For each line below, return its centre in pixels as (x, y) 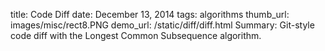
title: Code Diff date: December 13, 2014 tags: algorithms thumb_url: (150, 14)
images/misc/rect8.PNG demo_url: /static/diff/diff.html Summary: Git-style (162, 25)
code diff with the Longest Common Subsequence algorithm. (136, 35)
